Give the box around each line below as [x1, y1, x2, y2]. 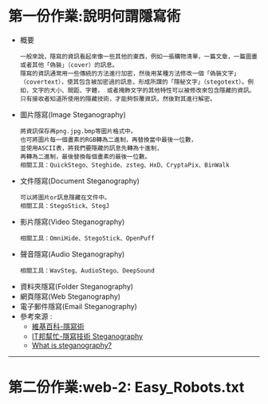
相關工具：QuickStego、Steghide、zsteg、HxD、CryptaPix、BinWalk [19, 161, 230, 169]
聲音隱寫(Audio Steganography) [19, 249, 125, 259]
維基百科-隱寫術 [31, 321, 85, 331]
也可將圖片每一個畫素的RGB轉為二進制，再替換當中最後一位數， [19, 135, 198, 143]
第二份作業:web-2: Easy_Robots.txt [8, 379, 245, 397]
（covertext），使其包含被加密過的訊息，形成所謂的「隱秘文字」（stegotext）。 [19, 77, 248, 86]
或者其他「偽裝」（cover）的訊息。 [19, 61, 119, 69]
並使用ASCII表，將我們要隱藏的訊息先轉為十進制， [19, 144, 164, 152]
